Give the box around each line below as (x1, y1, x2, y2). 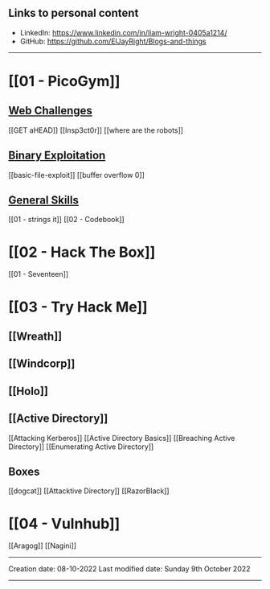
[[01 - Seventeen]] (8, 270, 69, 279)
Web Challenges (8, 104, 92, 117)
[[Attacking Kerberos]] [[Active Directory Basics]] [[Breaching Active (8, 433, 235, 443)
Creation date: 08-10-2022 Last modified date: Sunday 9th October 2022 (8, 564, 251, 574)
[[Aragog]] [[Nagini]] (8, 541, 77, 550)
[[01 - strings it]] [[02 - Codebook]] (8, 215, 125, 224)
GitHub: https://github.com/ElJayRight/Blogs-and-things (19, 36, 207, 46)
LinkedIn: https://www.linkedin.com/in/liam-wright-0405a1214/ (19, 27, 227, 37)
